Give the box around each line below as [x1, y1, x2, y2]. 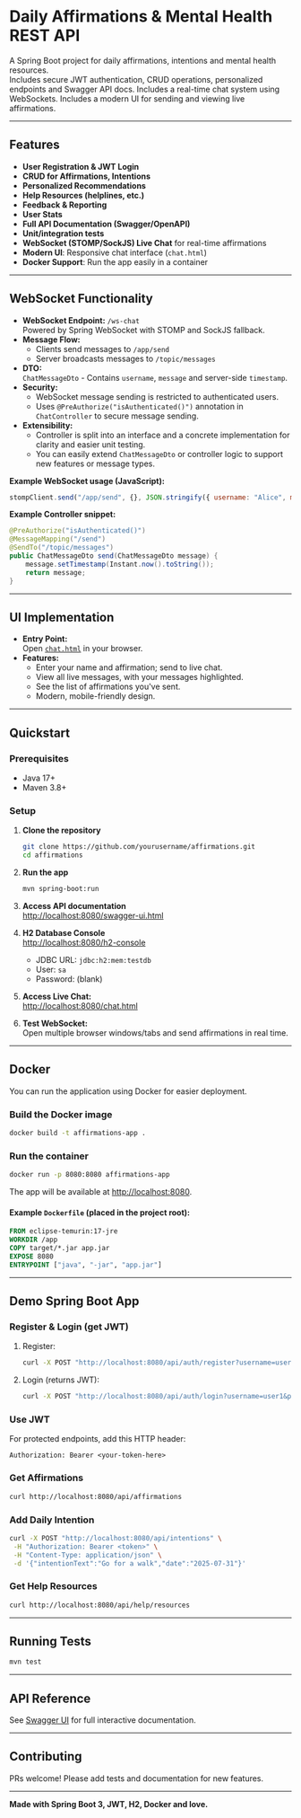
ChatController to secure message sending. [35, 410, 199, 421]
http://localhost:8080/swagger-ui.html [21, 910, 164, 921]
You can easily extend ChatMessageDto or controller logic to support [35, 448, 284, 459]
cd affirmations [21, 851, 83, 860]
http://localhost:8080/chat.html [21, 1000, 139, 1011]
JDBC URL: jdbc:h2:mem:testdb [35, 954, 152, 965]
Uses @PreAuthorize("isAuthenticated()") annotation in [35, 401, 244, 411]
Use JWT [9, 1413, 51, 1425]
